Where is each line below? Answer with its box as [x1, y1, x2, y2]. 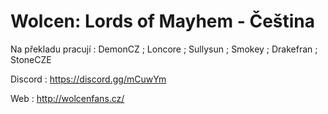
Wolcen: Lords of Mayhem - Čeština [10, 10, 316, 33]
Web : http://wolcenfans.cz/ [10, 92, 125, 104]
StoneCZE [10, 53, 52, 65]
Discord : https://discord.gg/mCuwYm [10, 73, 167, 85]
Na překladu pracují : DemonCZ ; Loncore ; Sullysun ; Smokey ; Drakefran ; [10, 43, 318, 55]
